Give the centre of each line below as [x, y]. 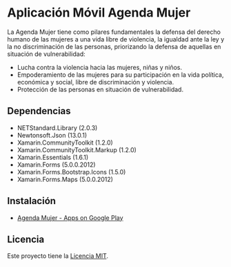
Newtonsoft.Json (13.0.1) [52, 135]
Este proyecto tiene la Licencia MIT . [58, 256]
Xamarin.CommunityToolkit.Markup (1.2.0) [77, 149]
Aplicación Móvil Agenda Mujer [99, 13]
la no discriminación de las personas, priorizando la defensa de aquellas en [114, 46]
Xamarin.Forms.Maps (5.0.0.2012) [65, 179]
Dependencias [39, 111]
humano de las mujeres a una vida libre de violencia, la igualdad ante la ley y [116, 39]
